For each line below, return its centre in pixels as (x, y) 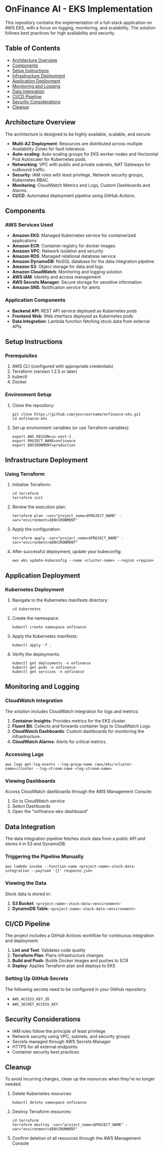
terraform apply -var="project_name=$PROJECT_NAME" (65, 538)
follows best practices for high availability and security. (60, 33)
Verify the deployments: (36, 654)
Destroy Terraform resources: (42, 1112)
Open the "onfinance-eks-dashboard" (50, 812)
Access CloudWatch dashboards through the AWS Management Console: (79, 791)
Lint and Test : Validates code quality (49, 950)
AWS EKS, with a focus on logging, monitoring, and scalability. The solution (80, 27)
